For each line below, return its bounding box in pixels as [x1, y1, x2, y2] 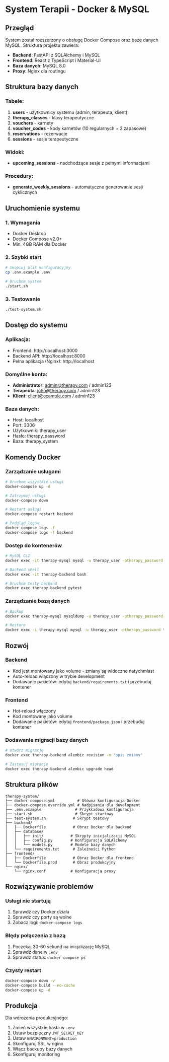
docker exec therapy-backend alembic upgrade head [5, 766, 114, 771]
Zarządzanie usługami [5, 468, 61, 475]
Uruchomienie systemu [5, 204, 80, 213]
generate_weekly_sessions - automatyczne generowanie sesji [12, 184, 143, 190]
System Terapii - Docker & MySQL [5, 4, 150, 15]
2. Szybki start [5, 253, 42, 260]
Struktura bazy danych [5, 83, 79, 91]
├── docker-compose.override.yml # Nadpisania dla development [5, 802, 141, 808]
